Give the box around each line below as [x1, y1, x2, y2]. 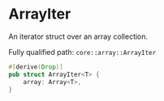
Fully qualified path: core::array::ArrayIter [8, 47, 157, 57]
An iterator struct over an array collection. [8, 32, 149, 41]
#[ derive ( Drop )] [8, 62, 63, 71]
